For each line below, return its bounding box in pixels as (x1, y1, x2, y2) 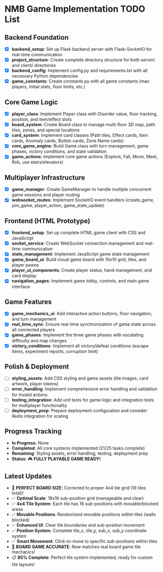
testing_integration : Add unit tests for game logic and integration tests (11, 397, 154, 403)
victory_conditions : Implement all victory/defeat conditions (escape (11, 343, 149, 349)
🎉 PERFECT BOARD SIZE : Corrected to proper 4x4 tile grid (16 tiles (11, 485, 146, 491)
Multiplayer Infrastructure (4, 173, 85, 182)
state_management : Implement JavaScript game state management (11, 251, 150, 257)
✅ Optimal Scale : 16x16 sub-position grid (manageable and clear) (11, 495, 144, 501)
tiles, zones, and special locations (11, 127, 80, 133)
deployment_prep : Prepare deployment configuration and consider (11, 407, 147, 413)
